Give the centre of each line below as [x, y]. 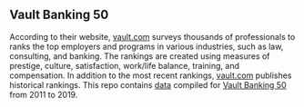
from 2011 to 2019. [44, 94]
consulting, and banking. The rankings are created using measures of [140, 56]
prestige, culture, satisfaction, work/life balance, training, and [124, 65]
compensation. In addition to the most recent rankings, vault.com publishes [151, 75]
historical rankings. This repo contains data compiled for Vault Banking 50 [148, 84]
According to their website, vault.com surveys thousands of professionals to [152, 36]
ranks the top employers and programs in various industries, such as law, [147, 46]
